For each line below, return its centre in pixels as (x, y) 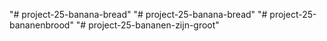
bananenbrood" (41, 25)
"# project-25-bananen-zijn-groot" (147, 25)
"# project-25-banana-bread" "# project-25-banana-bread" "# (138, 14)
